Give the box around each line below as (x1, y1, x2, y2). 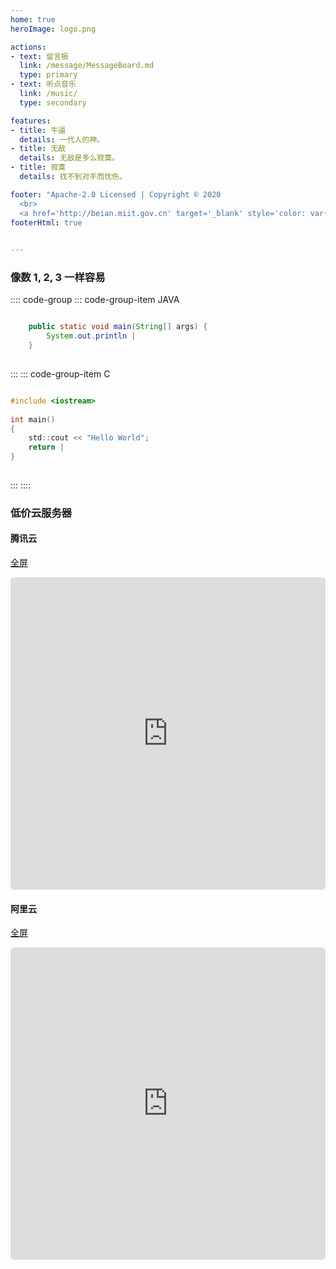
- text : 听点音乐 (10, 79, 77, 90)
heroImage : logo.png (10, 24, 97, 34)
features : (10, 116, 52, 126)
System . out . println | (46, 331, 137, 341)
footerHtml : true (10, 217, 83, 228)
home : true (10, 14, 56, 25)
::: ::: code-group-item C (10, 367, 111, 380)
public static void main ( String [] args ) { (28, 322, 208, 332)
